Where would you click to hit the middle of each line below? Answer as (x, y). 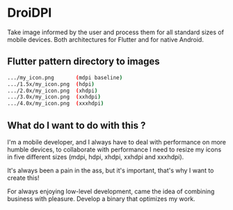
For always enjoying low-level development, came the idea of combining (111, 191)
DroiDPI (30, 13)
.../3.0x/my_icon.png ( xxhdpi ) (54, 97)
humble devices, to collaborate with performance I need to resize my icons (114, 149)
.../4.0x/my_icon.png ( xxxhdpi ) (56, 104)
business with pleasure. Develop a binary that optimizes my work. (102, 198)
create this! (23, 178)
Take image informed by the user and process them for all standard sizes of (116, 32)
